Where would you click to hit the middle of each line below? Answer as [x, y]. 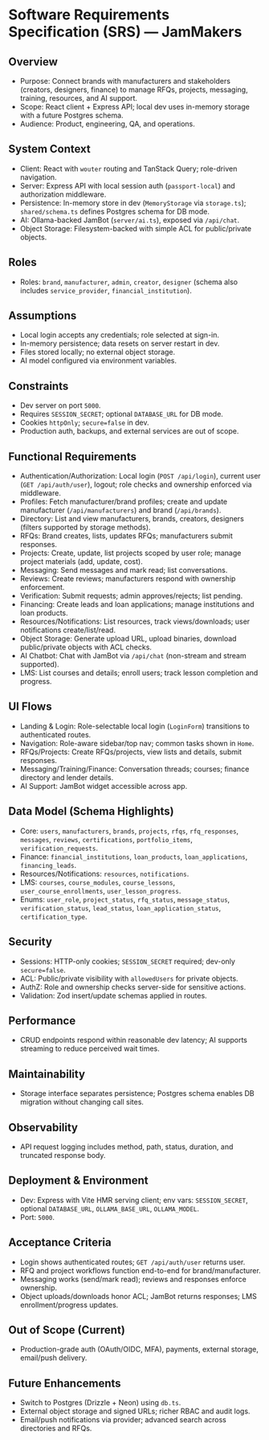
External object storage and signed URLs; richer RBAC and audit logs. [135, 1411]
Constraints [39, 386]
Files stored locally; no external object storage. [98, 352]
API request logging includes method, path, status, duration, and [126, 1147]
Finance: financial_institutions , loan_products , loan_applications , [134, 857]
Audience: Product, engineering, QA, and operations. [107, 124]
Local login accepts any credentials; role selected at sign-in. [119, 335]
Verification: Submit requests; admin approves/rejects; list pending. [131, 596]
